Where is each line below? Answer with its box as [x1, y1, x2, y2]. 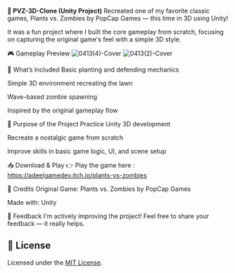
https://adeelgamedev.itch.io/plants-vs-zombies [7, 171, 148, 179]
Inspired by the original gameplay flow [7, 106, 118, 114]
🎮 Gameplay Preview [7, 49, 70, 58]
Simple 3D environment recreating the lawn [7, 79, 133, 87]
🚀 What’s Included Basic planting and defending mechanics [7, 65, 179, 74]
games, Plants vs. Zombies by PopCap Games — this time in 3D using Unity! [7, 14, 229, 22]
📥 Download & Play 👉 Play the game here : [7, 161, 135, 169]
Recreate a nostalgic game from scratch [7, 133, 124, 142]
